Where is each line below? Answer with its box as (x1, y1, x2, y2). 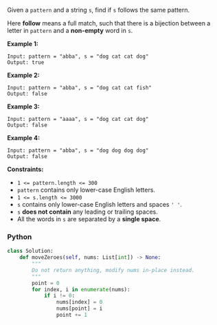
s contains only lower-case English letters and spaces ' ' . (16, 201, 183, 208)
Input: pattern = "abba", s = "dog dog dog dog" (7, 147, 149, 154)
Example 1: (7, 40, 39, 47)
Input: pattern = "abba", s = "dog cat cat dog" (7, 53, 149, 60)
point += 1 (56, 312, 88, 319)
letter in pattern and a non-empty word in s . (7, 27, 133, 34)
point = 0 (32, 280, 60, 287)
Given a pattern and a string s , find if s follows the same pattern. (7, 6, 190, 14)
